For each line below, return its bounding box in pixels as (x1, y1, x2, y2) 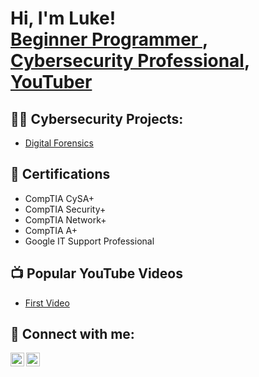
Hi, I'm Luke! (10, 7, 117, 30)
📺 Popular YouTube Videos (10, 265, 183, 282)
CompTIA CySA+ (24, 192, 95, 204)
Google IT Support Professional (24, 235, 155, 247)
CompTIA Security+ (24, 203, 107, 215)
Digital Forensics (24, 137, 94, 149)
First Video (24, 297, 70, 309)
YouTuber (10, 71, 93, 94)
